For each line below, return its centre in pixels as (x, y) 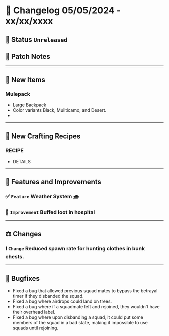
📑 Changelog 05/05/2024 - (63, 10)
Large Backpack (29, 105)
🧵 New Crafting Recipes (43, 136)
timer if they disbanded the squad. (48, 296)
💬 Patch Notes (28, 57)
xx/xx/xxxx (29, 21)
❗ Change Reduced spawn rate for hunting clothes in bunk (75, 248)
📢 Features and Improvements (53, 182)
